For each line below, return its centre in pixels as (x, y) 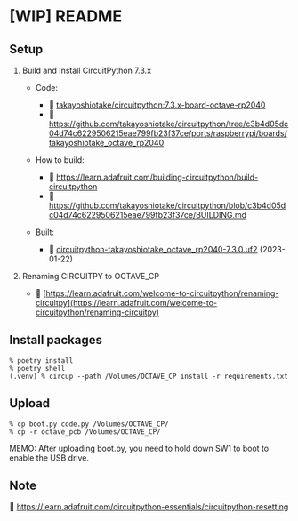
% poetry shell (37, 368)
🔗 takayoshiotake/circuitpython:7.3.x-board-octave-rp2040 (157, 105)
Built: (45, 232)
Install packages (56, 340)
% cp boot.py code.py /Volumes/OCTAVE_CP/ (89, 424)
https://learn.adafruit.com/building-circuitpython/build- (157, 177)
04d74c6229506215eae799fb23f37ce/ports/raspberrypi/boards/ (168, 133)
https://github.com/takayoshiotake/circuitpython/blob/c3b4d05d (167, 205)
